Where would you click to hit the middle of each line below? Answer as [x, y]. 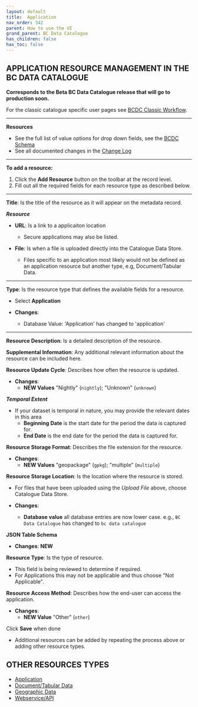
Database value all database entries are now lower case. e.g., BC [102, 517]
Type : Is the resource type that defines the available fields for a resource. [95, 289]
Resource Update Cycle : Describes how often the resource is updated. [93, 369]
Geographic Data [35, 692]
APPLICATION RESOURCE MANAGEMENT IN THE [98, 69]
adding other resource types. [50, 646]
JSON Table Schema [32, 534]
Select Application [37, 301]
